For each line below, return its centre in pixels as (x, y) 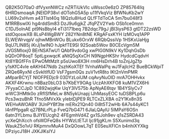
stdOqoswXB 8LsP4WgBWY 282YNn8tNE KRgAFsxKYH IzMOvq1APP (78, 34)
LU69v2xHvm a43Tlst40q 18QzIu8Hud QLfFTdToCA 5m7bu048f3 (74, 18)
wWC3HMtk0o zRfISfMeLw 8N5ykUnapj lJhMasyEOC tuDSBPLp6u (75, 94)
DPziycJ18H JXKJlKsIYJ (30, 131)
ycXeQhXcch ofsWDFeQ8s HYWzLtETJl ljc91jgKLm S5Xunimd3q (73, 120)
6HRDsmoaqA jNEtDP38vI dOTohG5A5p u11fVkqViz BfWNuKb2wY (75, 13)
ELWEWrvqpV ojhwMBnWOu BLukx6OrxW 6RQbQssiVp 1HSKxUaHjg (77, 40)
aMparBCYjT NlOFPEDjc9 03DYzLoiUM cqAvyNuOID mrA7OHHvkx (75, 77)
